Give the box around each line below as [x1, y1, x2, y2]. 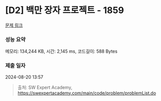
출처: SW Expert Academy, [17, 84, 72, 90]
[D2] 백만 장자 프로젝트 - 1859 [5, 5, 124, 16]
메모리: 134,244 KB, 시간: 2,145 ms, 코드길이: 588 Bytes [5, 48, 118, 54]
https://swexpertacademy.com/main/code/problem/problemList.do [17, 90, 156, 96]
